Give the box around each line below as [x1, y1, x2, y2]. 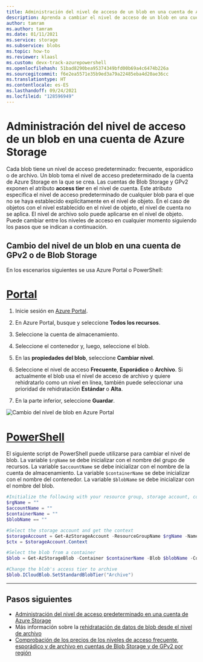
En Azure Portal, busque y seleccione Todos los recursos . [14, 319, 161, 326]
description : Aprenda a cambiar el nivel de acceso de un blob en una [6, 15, 188, 21]
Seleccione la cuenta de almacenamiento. [14, 331, 120, 338]
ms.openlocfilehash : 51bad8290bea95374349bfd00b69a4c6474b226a [6, 65, 169, 71]
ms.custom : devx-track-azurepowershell [6, 59, 107, 65]
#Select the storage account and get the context [6, 528, 134, 534]
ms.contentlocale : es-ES [6, 82, 69, 88]
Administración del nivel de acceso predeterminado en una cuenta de [14, 610, 188, 618]
